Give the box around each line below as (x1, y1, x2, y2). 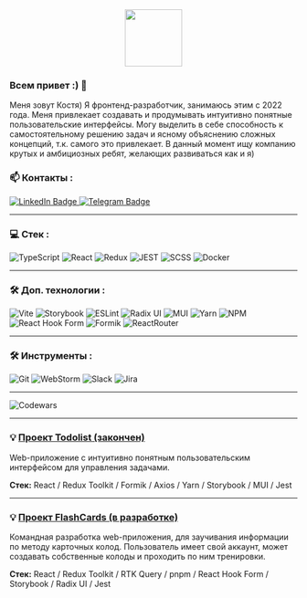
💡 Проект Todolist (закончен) (9, 431, 145, 444)
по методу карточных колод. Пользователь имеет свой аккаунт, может (9, 541, 289, 552)
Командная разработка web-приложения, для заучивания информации (9, 531, 290, 542)
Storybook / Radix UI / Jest (9, 579, 111, 590)
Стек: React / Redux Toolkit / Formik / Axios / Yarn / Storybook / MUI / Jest (9, 479, 292, 490)
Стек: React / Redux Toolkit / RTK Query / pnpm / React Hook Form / (9, 569, 270, 580)
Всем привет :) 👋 (9, 79, 88, 91)
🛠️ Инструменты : (9, 350, 93, 362)
